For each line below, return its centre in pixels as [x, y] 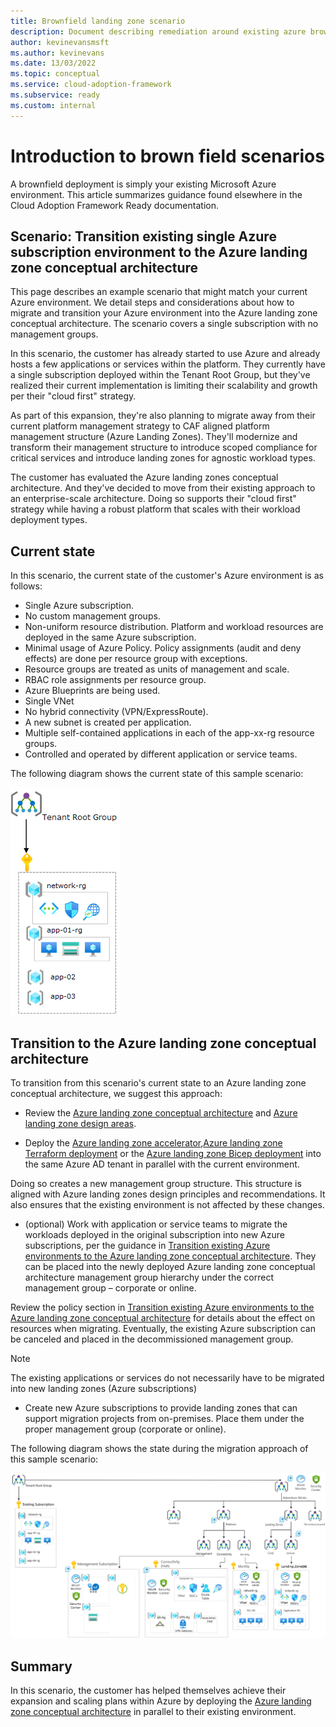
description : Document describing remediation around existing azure [158, 31]
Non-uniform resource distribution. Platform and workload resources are [174, 627]
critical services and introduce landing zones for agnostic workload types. [163, 458]
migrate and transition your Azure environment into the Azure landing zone [164, 313]
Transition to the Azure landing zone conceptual [163, 1043]
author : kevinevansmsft [60, 42]
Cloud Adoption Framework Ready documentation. [114, 205]
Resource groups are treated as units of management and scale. [157, 669]
